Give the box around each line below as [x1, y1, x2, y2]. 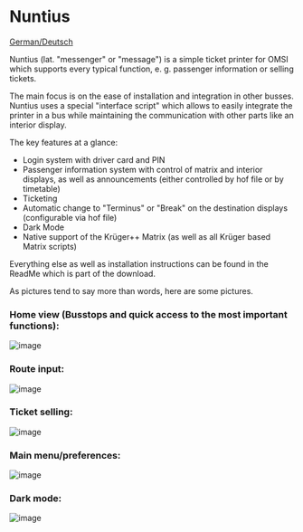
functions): [9, 319, 60, 332]
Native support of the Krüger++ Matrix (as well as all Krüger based [22, 231, 271, 242]
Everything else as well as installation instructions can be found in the [9, 258, 269, 269]
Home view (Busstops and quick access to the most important [9, 308, 288, 320]
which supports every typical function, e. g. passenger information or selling [9, 63, 294, 74]
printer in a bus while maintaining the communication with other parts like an [9, 109, 294, 120]
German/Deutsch [9, 36, 74, 47]
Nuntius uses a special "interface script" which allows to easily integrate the [9, 100, 293, 110]
